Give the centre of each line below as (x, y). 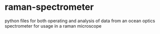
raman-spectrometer (49, 7)
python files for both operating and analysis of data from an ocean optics (80, 21)
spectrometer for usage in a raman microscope (53, 26)
